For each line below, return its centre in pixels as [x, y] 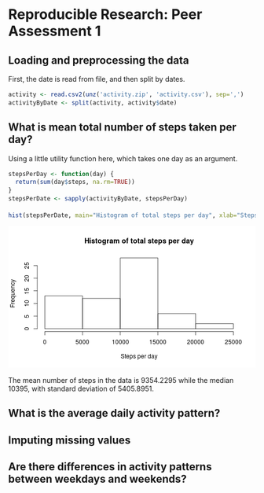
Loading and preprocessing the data [99, 60]
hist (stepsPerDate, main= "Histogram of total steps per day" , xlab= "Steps [133, 215]
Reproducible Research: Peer [105, 15]
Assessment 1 [55, 31]
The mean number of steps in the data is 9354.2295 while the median [121, 380]
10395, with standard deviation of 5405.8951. [81, 388]
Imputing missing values [70, 440]
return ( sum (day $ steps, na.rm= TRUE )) [75, 182]
